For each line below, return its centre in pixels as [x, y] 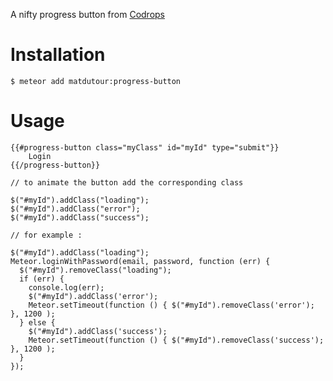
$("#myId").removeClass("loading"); [95, 270]
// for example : [46, 235]
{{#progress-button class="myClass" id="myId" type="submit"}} [145, 147]
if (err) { [42, 279]
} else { [37, 322]
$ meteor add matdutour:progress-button [96, 81]
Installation [58, 55]
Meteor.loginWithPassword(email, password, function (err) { [140, 261]
